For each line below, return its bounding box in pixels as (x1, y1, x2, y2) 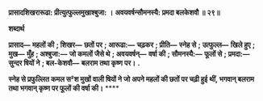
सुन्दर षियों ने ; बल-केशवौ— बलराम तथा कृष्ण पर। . (8, 58, 140, 68)
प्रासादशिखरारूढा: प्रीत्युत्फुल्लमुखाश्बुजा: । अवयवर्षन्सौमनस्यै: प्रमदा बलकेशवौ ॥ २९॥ (8, 8, 220, 17)
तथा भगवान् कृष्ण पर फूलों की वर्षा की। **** (8, 83, 119, 93)
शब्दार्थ (8, 24, 25, 33)
